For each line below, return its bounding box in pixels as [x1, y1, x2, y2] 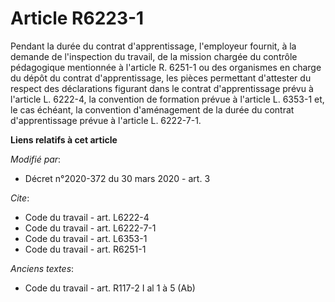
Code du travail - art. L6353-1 [24, 232, 148, 244]
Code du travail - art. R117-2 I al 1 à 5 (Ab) [24, 282, 196, 294]
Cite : [10, 192, 30, 204]
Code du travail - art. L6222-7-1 [24, 222, 157, 234]
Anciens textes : [10, 262, 75, 274]
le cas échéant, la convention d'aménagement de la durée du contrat [10, 103, 295, 116]
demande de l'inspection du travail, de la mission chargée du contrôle [10, 50, 298, 62]
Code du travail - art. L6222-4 [24, 211, 150, 223]
